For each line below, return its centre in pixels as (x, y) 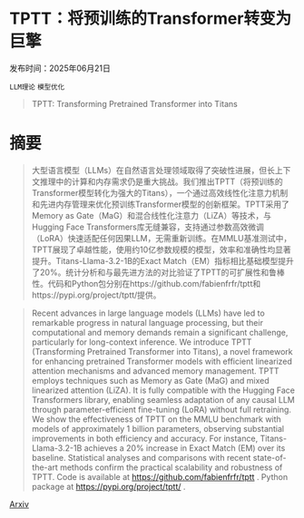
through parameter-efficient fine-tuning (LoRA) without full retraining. (162, 409)
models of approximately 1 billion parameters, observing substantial (158, 428)
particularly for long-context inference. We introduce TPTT (142, 342)
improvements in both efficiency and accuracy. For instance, (145, 438)
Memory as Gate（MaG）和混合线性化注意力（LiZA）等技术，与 (152, 215)
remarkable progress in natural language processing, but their (147, 322)
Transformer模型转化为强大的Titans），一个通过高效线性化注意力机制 (160, 192)
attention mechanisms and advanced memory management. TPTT (155, 371)
